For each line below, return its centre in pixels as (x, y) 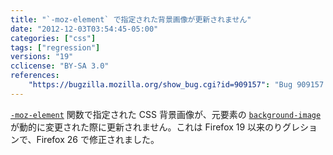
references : (35, 76)
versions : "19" (42, 57)
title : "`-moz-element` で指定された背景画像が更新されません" (131, 19)
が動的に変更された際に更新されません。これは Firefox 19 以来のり (146, 127)
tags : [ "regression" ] (55, 47)
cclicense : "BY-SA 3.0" (60, 66)
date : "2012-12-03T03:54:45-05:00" (84, 29)
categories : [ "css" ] (53, 38)
